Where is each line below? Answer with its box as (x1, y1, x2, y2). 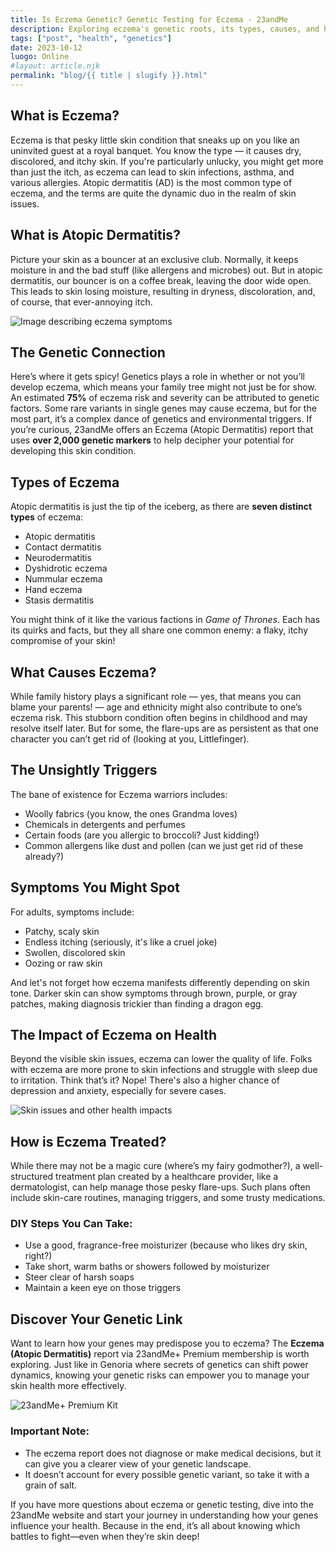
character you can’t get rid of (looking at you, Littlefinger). (10, 732, 250, 745)
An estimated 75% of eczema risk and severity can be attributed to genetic (10, 392, 320, 404)
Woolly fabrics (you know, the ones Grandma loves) (24, 807, 238, 820)
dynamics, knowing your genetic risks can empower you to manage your (10, 1369, 310, 1381)
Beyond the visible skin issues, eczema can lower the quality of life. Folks (10, 1053, 313, 1065)
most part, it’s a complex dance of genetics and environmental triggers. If (10, 413, 313, 425)
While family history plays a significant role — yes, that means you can (10, 690, 302, 702)
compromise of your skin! (10, 635, 116, 647)
